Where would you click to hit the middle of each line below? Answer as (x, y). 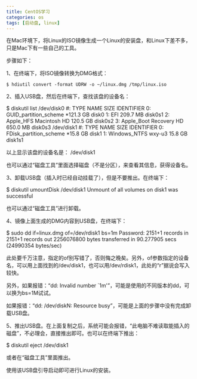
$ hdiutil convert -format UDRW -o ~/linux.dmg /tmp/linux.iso (87, 85)
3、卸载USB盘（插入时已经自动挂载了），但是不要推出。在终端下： (88, 178)
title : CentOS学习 (28, 12)
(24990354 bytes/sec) (34, 246)
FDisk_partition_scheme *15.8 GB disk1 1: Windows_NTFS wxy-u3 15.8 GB (97, 134)
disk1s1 (15, 140)
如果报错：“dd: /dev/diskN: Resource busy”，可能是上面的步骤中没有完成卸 (98, 306)
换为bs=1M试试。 (33, 293)
